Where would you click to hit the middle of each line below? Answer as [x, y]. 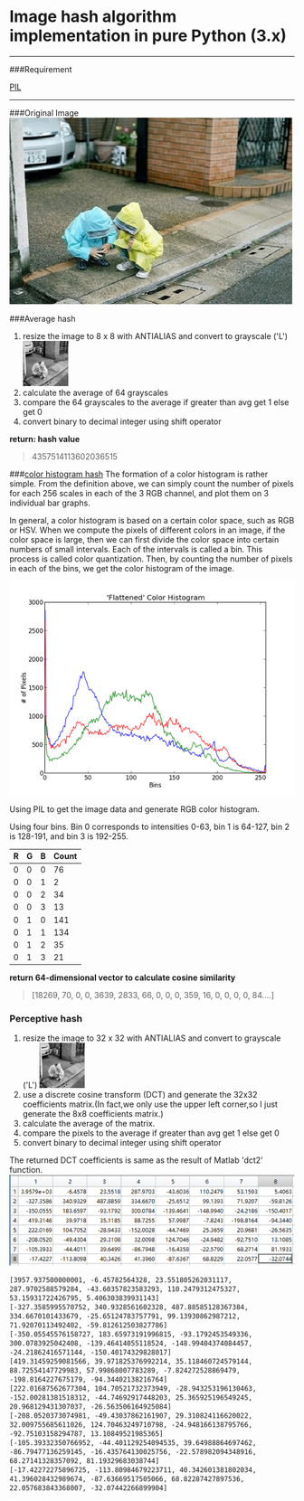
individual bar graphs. [50, 503]
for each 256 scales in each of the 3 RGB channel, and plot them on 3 [139, 493]
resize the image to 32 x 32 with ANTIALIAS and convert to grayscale [152, 1038]
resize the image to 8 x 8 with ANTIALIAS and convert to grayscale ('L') [155, 335]
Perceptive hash [46, 1018]
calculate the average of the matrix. [89, 1124]
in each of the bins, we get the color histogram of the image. [122, 568]
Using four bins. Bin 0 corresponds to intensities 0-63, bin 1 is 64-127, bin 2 [149, 826]
